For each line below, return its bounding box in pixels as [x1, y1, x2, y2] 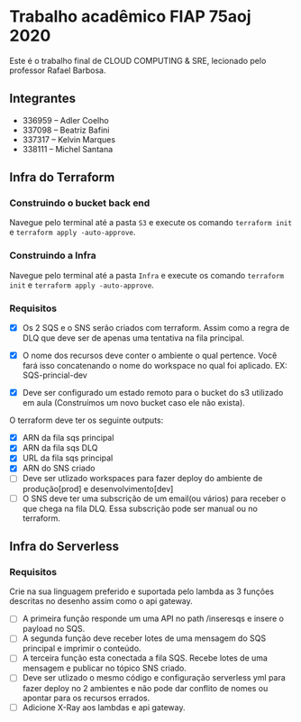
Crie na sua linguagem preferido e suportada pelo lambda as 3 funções [9, 586, 275, 597]
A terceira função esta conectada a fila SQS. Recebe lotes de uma [22, 653, 269, 663]
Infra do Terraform [9, 169, 115, 186]
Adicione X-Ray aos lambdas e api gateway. [22, 701, 186, 713]
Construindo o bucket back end [9, 196, 150, 209]
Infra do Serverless [9, 538, 120, 553]
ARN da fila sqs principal [22, 433, 114, 443]
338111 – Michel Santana [22, 143, 114, 154]
